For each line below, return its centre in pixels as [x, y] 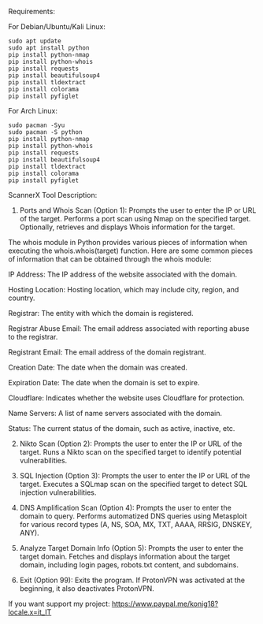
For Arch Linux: [33, 111]
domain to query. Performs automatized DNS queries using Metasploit [133, 516]
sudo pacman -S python [45, 132]
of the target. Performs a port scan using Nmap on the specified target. [135, 219]
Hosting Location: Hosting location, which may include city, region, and [124, 290]
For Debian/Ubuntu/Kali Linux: [57, 26]
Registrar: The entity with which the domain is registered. [101, 313]
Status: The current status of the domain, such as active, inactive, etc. [122, 428]
